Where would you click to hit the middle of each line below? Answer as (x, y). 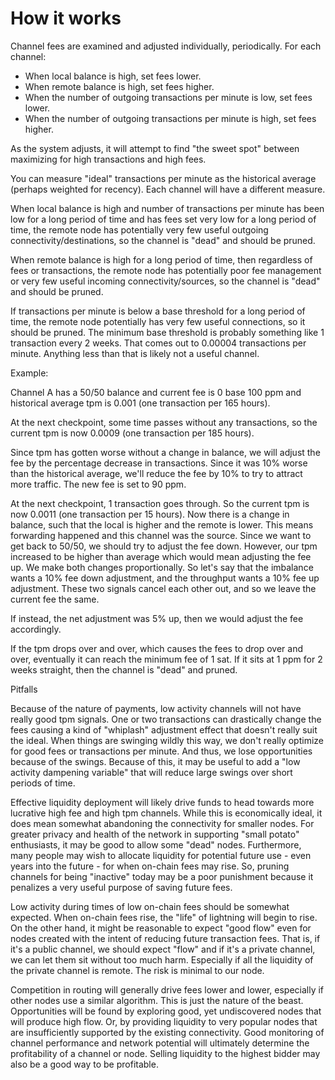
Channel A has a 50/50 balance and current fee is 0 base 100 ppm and (156, 392)
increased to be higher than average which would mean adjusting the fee (161, 556)
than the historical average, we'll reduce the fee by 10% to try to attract (156, 473)
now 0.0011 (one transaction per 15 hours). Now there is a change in (150, 514)
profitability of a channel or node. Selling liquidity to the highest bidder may (165, 1053)
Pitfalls (24, 689)
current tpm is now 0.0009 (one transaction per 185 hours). (132, 433)
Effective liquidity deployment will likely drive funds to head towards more (162, 802)
